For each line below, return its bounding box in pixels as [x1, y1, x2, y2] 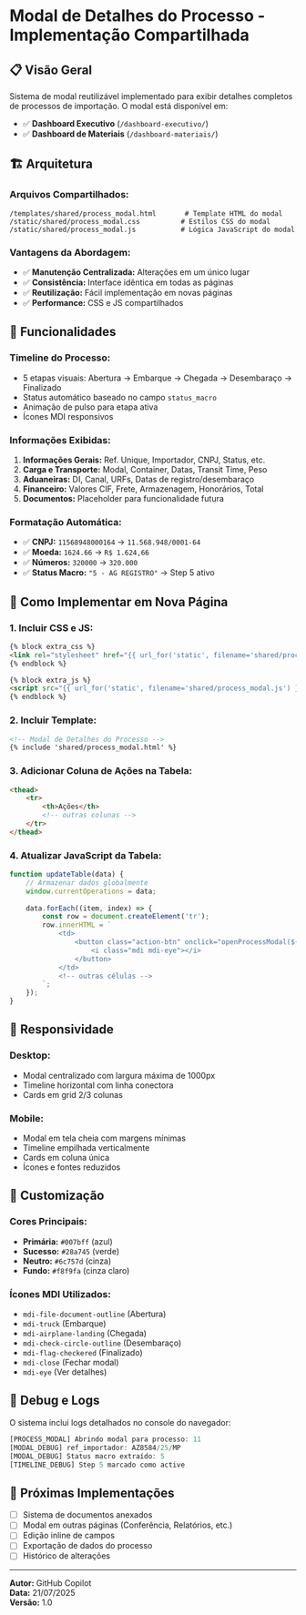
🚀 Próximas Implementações [9, 1485, 175, 1500]
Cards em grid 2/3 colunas [22, 1089, 123, 1100]
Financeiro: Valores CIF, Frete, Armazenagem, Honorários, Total [22, 483, 264, 494]
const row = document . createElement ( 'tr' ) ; [42, 912, 209, 921]
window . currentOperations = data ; [25, 887, 157, 896]
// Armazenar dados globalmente [25, 878, 148, 888]
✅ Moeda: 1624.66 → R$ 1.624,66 [22, 547, 150, 558]
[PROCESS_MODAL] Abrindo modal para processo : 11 [9, 1435, 202, 1444]
